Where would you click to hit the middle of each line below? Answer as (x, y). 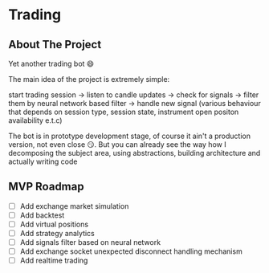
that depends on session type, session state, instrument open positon (124, 112)
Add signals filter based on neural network (90, 242)
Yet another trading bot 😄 (51, 63)
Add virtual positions (54, 224)
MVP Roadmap (46, 187)
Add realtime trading (54, 261)
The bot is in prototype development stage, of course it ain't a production (130, 136)
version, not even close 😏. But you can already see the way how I (117, 145)
